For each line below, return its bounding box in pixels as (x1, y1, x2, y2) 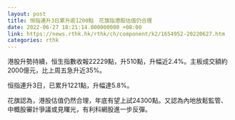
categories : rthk (7, 37, 59, 44)
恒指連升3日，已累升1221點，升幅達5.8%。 (7, 81, 134, 89)
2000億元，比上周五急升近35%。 (7, 66, 106, 75)
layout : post (7, 10, 46, 18)
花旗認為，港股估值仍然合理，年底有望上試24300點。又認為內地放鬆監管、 (7, 97, 227, 105)
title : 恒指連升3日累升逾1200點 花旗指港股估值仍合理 (7, 17, 152, 24)
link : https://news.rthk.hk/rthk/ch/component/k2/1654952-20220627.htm (7, 30, 225, 38)
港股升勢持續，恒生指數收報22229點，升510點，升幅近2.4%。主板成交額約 (7, 58, 229, 66)
